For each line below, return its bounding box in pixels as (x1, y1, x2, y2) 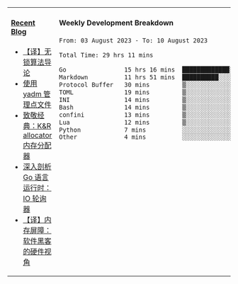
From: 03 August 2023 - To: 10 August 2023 (59, 36, 208, 45)
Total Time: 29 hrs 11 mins (59, 51, 154, 59)
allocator (23, 130, 52, 140)
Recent (11, 18, 35, 28)
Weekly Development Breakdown (59, 18, 174, 28)
